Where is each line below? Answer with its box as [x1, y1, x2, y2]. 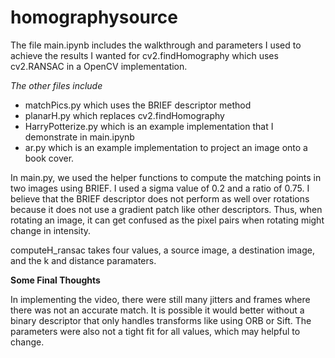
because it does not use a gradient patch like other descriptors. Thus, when [10, 203, 323, 215]
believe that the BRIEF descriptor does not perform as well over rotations [10, 192, 310, 205]
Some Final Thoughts [10, 274, 101, 286]
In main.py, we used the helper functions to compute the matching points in [10, 171, 322, 183]
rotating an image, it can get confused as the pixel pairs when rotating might [10, 214, 325, 226]
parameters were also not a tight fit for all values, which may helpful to [10, 325, 301, 337]
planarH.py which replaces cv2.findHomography [24, 109, 225, 121]
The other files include [10, 79, 103, 91]
